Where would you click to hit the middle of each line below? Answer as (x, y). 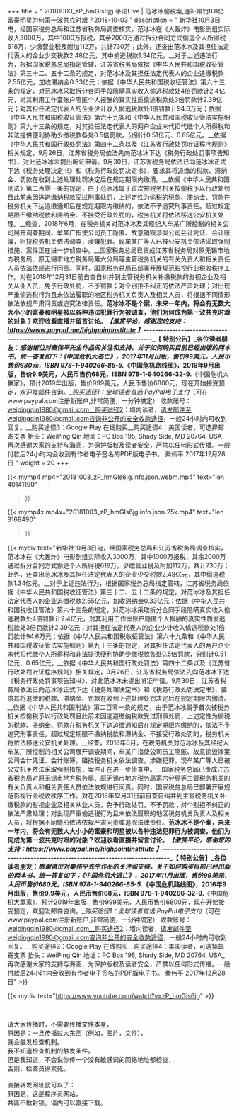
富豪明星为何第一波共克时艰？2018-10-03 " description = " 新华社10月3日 (114, 20)
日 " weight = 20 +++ (38, 463)
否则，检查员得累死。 (38, 1068)
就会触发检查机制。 (35, 1042)
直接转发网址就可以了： (41, 1085)
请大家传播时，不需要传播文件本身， (60, 1024)
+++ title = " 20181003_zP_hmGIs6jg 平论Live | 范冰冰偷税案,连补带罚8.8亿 (116, 11)
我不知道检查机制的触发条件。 (51, 1051)
